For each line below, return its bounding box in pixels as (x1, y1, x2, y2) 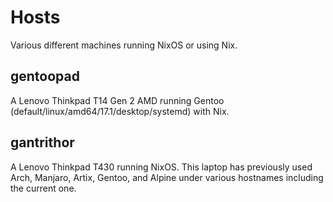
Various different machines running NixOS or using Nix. (10, 39, 238, 51)
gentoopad (10, 68, 80, 85)
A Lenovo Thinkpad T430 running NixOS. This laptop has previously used (10, 161, 313, 173)
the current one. (10, 182, 77, 194)
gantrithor (10, 134, 75, 151)
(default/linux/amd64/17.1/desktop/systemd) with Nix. (10, 105, 230, 117)
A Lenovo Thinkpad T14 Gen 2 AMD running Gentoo (10, 94, 225, 106)
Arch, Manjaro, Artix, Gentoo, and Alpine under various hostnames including (10, 171, 324, 183)
